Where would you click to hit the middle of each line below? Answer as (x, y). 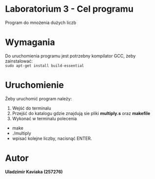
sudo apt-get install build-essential (44, 66)
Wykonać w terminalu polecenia (44, 118)
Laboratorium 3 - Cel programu (69, 9)
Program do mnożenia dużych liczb (41, 22)
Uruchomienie (34, 85)
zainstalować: (19, 61)
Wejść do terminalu (32, 108)
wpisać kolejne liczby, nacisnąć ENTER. (52, 138)
